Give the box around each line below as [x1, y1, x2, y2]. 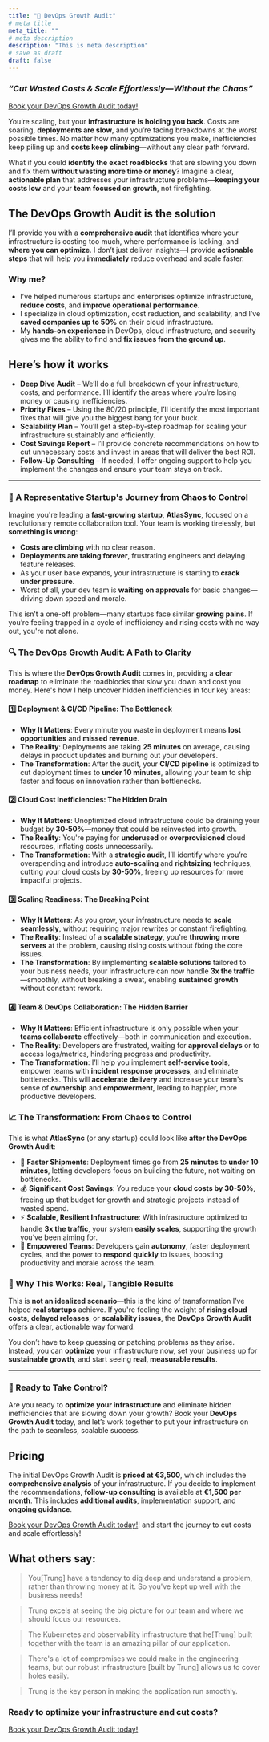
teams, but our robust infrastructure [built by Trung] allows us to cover [27, 1663, 261, 1672]
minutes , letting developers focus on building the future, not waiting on [19, 1165, 255, 1176]
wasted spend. [19, 1203, 70, 1212]
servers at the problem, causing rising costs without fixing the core [19, 940, 243, 951]
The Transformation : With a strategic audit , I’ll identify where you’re [19, 850, 248, 859]
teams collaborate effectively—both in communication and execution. [19, 1032, 251, 1042]
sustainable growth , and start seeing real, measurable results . [8, 1354, 218, 1364]
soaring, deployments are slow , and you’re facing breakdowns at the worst [8, 125, 258, 135]
